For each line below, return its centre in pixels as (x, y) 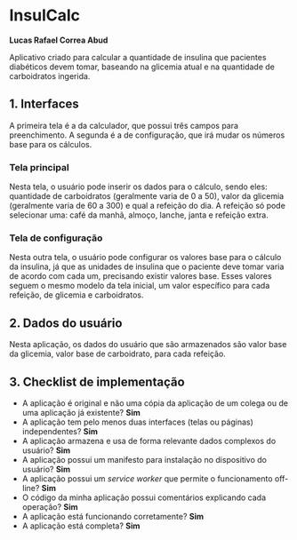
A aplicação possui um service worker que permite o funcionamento (147, 478)
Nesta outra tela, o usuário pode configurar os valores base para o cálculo (145, 258)
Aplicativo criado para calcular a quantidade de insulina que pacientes (138, 57)
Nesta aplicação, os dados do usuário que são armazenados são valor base (148, 345)
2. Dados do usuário (66, 323)
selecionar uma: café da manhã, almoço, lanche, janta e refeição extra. (139, 215)
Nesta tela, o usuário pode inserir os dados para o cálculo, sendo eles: (139, 187)
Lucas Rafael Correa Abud (59, 40)
